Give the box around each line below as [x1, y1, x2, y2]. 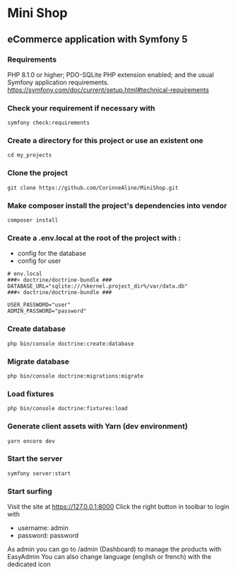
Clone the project [7, 168, 69, 178]
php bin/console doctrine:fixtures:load [7, 405, 129, 412]
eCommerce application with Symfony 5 [7, 33, 188, 45]
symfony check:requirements [7, 119, 90, 127]
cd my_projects [7, 152, 52, 159]
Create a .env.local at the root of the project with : [7, 232, 182, 242]
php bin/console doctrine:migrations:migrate [7, 372, 143, 380]
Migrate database [7, 356, 69, 366]
